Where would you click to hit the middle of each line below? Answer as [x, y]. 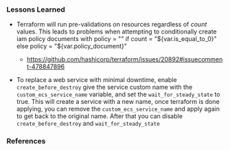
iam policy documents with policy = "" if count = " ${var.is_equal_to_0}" [116, 39]
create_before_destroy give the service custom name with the [104, 87]
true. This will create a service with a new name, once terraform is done [118, 102]
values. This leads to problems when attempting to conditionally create [116, 31]
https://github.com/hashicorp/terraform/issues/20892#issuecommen [125, 59]
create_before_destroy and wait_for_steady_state [88, 124]
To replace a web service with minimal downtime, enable [96, 80]
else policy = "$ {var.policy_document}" [72, 46]
